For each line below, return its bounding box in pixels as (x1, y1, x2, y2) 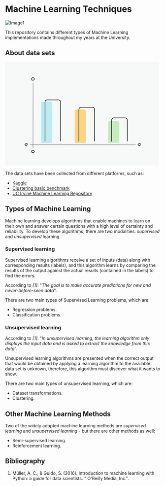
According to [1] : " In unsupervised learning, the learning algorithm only (5, 335, 150, 341)
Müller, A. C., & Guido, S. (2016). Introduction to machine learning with (12, 470, 155, 476)
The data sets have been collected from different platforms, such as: (5, 170, 144, 176)
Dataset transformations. (12, 390, 63, 396)
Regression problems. (12, 307, 57, 312)
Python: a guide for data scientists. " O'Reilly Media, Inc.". (12, 475, 129, 481)
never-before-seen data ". (5, 287, 57, 293)
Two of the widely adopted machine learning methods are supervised (5, 422, 146, 428)
